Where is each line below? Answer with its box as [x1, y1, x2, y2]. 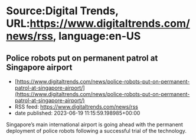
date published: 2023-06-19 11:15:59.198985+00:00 [14, 110, 141, 116]
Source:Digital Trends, [6, 4, 119, 18]
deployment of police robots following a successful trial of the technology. [6, 128, 187, 134]
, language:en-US [53, 30, 141, 43]
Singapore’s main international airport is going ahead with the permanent [6, 121, 183, 128]
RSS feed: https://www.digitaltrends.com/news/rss [14, 103, 139, 110]
